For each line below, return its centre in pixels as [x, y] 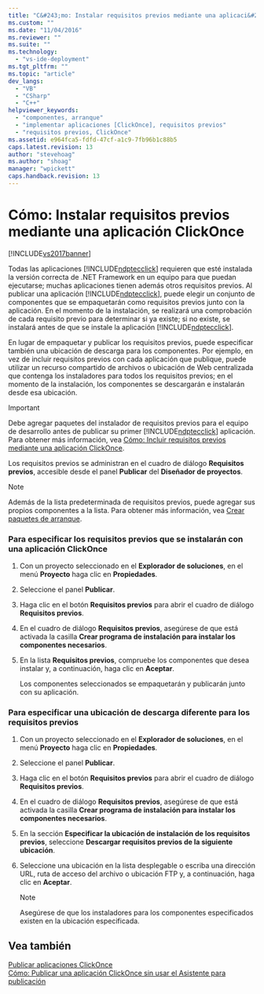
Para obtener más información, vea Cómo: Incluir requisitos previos [117, 439]
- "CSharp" [33, 96]
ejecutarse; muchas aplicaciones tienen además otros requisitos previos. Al [130, 285]
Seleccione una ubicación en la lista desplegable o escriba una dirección [137, 866]
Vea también [40, 946]
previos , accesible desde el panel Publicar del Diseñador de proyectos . [126, 471]
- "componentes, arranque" [59, 118]
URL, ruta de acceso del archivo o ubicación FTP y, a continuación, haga [137, 874]
